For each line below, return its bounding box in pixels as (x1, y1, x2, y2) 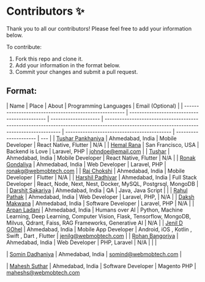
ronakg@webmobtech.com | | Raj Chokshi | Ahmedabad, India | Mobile (6, 167, 185, 174)
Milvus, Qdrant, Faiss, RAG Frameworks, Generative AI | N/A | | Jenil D (6, 219, 184, 226)
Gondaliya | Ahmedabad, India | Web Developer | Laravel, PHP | (6, 160, 166, 168)
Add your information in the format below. (15, 61, 121, 69)
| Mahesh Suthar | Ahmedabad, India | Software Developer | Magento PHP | (6, 262, 196, 270)
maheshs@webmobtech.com (6, 269, 80, 276)
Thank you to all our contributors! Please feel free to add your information (6, 24, 192, 32)
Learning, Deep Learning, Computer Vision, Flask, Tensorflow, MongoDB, (6, 212, 191, 220)
